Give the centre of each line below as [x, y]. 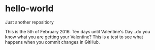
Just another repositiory [30, 22]
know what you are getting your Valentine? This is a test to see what [74, 37]
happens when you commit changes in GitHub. [52, 42]
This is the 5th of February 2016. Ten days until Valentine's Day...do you [77, 31]
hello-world [30, 9]
